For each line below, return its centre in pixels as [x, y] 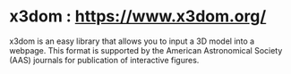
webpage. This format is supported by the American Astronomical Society [146, 50]
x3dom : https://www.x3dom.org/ [138, 16]
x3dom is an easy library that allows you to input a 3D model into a [132, 41]
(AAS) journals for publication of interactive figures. [104, 60]
